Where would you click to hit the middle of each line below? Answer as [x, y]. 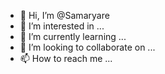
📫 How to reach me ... [66, 58]
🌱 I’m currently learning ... [73, 36]
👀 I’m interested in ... [62, 26]
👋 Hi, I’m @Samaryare [64, 15]
